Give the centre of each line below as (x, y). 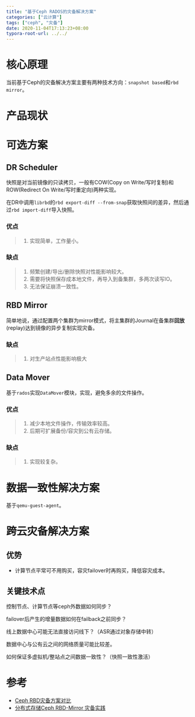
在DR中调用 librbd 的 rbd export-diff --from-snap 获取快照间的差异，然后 (95, 203)
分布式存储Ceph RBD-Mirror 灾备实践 (60, 708)
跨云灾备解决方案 (48, 532)
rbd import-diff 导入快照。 (44, 210)
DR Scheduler (32, 167)
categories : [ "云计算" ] (34, 17)
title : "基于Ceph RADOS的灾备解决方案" (51, 12)
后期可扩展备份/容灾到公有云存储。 (72, 431)
